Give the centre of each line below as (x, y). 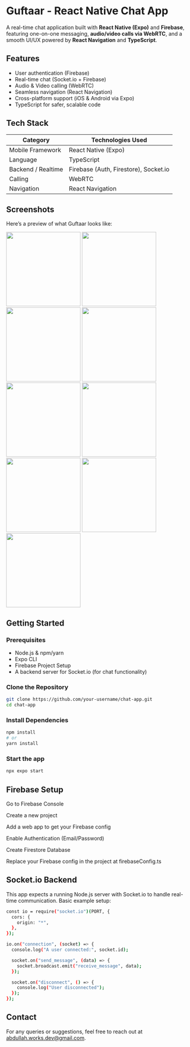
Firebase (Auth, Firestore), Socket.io (119, 169)
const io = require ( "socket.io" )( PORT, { (58, 911)
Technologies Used (119, 139)
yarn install (22, 744)
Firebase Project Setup (43, 665)
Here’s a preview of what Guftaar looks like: (59, 224)
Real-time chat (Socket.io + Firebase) (61, 79)
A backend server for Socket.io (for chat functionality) (81, 672)
